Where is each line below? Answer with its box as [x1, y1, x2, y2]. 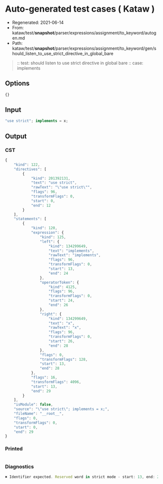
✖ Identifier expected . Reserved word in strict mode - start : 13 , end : [5, 474, 155, 479]
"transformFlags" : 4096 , [31, 379, 81, 384]
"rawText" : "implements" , [48, 253, 101, 258]
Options [5, 79, 30, 88]
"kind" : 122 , [14, 162, 40, 167]
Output [5, 132, 27, 140]
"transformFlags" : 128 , [39, 357, 88, 362]
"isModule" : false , [14, 402, 53, 407]
